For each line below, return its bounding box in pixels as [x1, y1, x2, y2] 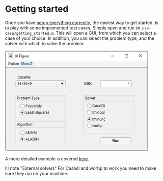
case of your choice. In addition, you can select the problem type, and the [5, 35, 155, 41]
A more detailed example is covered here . [5, 155, 89, 161]
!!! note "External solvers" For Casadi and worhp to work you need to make [5, 165, 157, 171]
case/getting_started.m [5, 31, 54, 36]
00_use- [136, 26, 151, 30]
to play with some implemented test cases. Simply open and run [5, 25, 135, 30]
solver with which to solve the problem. [5, 40, 85, 46]
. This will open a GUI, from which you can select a [53, 30, 156, 36]
